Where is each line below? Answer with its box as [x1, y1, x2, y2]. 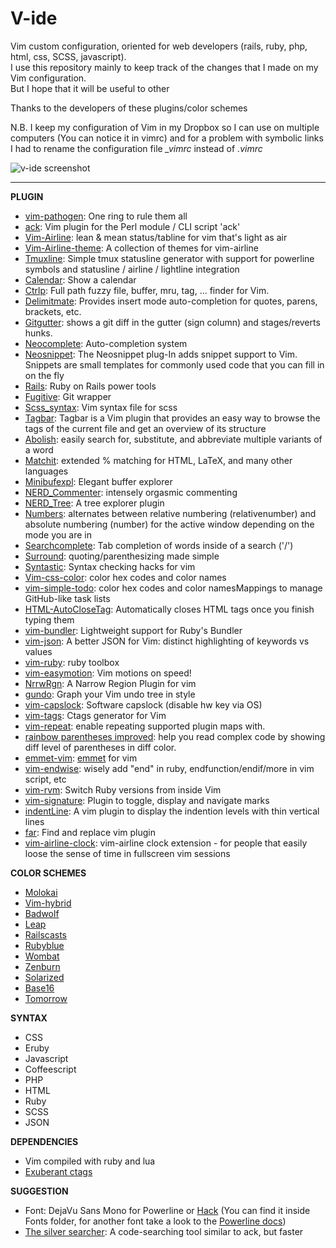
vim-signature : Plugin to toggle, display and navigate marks [24, 794, 270, 806]
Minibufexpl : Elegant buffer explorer [24, 475, 173, 487]
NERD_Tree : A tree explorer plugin [24, 497, 165, 509]
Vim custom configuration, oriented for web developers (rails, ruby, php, [10, 40, 308, 52]
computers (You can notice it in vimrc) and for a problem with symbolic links [10, 132, 324, 144]
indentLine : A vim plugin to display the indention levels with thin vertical [24, 805, 320, 817]
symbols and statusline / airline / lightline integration [24, 263, 240, 275]
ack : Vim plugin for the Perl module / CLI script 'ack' [24, 220, 241, 232]
